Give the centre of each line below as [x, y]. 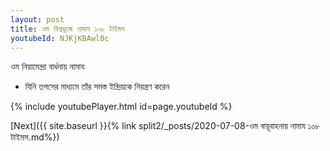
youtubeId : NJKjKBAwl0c [60, 38]
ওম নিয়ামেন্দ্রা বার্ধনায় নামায [47, 67]
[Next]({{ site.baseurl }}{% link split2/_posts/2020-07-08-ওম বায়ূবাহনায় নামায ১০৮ [165, 126]
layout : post [37, 19]
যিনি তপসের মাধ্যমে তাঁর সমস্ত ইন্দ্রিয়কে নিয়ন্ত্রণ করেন [97, 87]
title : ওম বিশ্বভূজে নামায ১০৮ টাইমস [67, 29]
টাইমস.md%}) [35, 137]
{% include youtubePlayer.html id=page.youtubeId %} [121, 107]
